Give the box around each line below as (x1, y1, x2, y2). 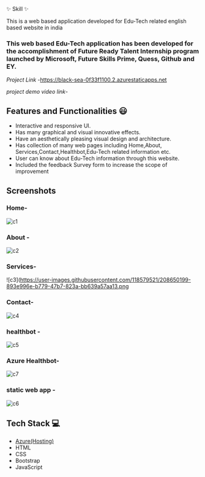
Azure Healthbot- (6, 356, 59, 365)
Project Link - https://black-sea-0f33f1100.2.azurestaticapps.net (6, 76, 167, 83)
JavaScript (15, 464, 43, 471)
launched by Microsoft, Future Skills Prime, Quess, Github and (6, 55, 195, 63)
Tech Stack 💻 (6, 418, 61, 429)
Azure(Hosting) (15, 438, 54, 445)
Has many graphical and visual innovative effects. (15, 129, 141, 136)
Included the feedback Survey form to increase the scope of (15, 161, 168, 169)
